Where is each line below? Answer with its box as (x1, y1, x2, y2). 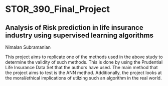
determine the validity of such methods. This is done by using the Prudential (5, 59, 163, 65)
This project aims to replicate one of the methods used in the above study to (5, 54, 163, 60)
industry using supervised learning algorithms (5, 31, 154, 39)
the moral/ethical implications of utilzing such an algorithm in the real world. (5, 75, 162, 81)
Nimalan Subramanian (5, 44, 51, 50)
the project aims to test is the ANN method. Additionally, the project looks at (5, 70, 162, 76)
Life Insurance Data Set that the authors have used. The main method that (5, 65, 158, 70)
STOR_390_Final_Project (5, 3, 110, 15)
